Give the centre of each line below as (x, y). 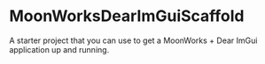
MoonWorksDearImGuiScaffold (127, 16)
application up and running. (59, 49)
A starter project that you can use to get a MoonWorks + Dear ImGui (133, 40)
